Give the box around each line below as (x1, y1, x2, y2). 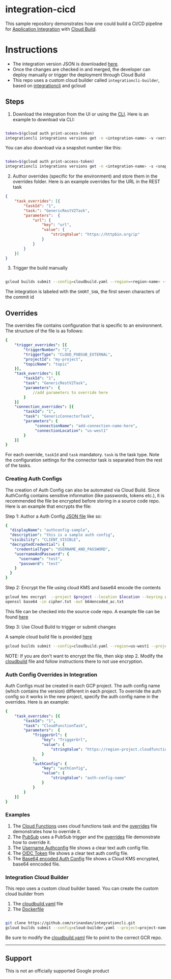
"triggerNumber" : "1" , (23, 347, 72, 352)
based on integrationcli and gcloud (12, 82, 86, 88)
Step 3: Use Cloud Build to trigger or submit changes (5, 624, 116, 630)
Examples (5, 811, 31, 818)
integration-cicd (5, 4, 76, 15)
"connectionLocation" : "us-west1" (35, 428, 108, 433)
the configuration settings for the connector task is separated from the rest (5, 457, 163, 463)
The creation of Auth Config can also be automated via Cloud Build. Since (5, 487, 160, 493)
